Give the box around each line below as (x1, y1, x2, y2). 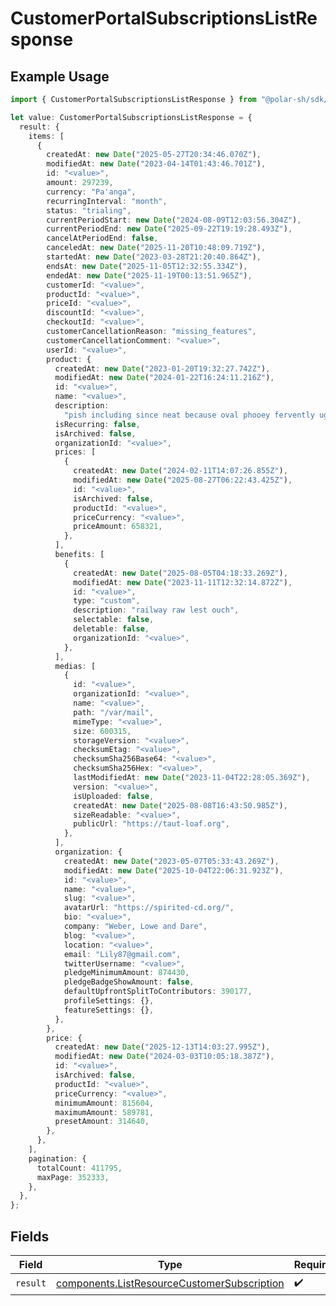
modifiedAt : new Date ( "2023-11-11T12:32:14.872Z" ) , (73, 577, 293, 587)
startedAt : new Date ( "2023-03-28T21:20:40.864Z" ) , (46, 252, 262, 262)
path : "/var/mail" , (73, 707, 155, 717)
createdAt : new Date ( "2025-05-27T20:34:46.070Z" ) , (46, 150, 262, 160)
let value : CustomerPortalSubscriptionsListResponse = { (10, 112, 253, 122)
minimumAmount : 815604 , (54, 1098, 155, 1108)
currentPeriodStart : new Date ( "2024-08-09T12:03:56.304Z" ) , (46, 215, 302, 225)
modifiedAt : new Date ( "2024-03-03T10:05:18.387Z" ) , (54, 1052, 275, 1062)
